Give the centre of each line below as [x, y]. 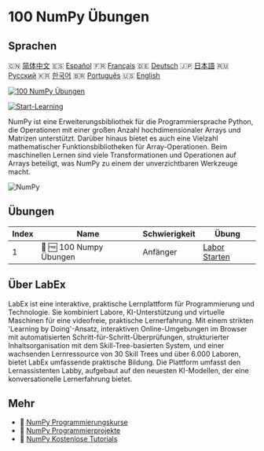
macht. [20, 172]
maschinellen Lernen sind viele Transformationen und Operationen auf [123, 155]
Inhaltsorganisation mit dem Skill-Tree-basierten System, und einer [116, 345]
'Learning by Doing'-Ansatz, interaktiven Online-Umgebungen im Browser [128, 328]
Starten [216, 257]
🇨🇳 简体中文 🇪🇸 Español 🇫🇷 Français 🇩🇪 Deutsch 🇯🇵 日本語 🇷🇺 [119, 66]
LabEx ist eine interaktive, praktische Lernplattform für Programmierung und [132, 303]
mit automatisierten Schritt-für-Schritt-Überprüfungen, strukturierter [119, 337]
